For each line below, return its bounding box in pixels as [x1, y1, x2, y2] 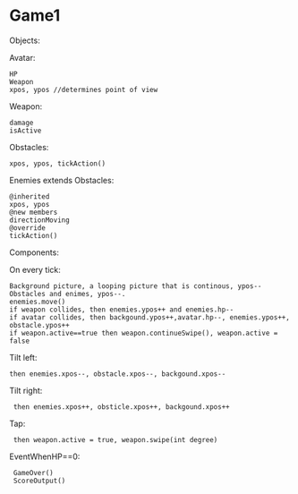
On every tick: [9, 264, 61, 275]
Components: [9, 247, 60, 258]
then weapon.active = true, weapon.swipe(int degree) [13, 435, 218, 444]
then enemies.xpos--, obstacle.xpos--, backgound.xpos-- [9, 369, 226, 379]
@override [9, 223, 47, 233]
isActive [9, 126, 42, 135]
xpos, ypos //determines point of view [9, 85, 158, 94]
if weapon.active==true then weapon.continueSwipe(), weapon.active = [9, 328, 278, 337]
